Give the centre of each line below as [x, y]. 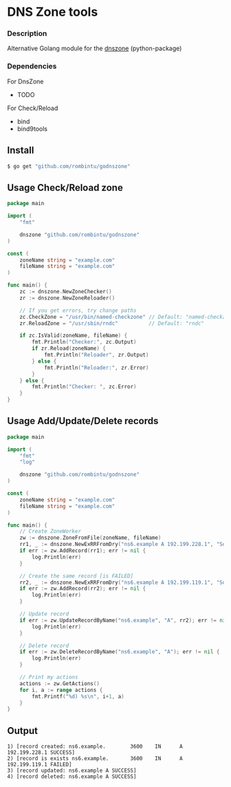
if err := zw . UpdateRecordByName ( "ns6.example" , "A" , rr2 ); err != [118, 620]
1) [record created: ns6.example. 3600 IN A [95, 747]
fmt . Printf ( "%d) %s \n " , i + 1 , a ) [78, 696]
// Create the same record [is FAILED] [77, 576]
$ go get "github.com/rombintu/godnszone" [69, 166]
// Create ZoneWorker [50, 532]
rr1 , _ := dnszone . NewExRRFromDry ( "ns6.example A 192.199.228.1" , [117, 545]
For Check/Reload [33, 108]
